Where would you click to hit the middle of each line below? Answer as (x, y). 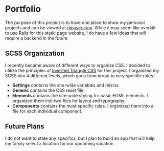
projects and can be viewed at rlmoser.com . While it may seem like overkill (80, 27)
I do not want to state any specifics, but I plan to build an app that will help (80, 138)
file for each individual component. (47, 111)
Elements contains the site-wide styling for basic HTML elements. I (80, 95)
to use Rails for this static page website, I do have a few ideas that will (76, 33)
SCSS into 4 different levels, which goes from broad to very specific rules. (80, 75)
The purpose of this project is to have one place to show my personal (75, 22)
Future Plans (25, 126)
